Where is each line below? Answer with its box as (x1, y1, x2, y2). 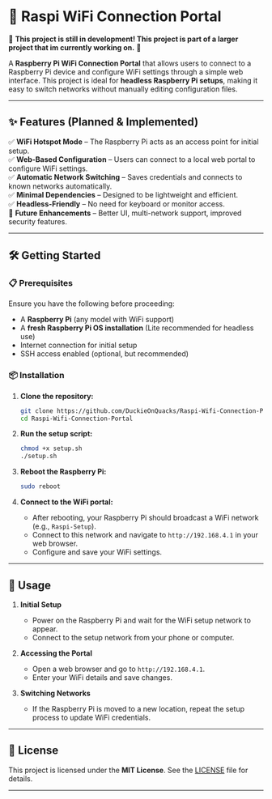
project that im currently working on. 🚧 (8, 42, 142, 52)
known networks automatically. (8, 181, 113, 191)
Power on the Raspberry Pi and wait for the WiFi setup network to (32, 615, 251, 625)
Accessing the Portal (19, 648, 93, 658)
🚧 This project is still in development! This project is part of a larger (8, 34, 239, 44)
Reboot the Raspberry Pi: (19, 467, 107, 477)
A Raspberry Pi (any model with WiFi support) (19, 315, 175, 325)
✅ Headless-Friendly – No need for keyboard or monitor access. (8, 198, 225, 209)
